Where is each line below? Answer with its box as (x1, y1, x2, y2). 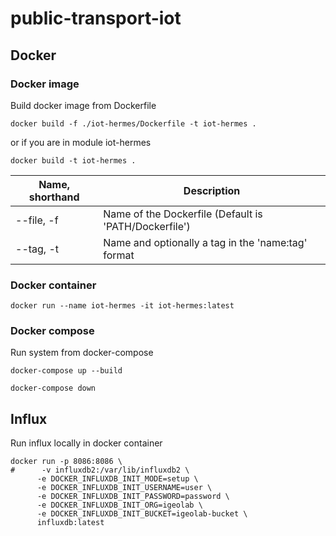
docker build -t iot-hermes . (10, 155, 137, 166)
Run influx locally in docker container (10, 437, 163, 449)
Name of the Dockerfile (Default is (103, 207, 263, 221)
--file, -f (15, 213, 59, 227)
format (103, 248, 135, 262)
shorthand (28, 190, 80, 204)
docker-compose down (10, 383, 97, 394)
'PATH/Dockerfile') (103, 219, 191, 233)
